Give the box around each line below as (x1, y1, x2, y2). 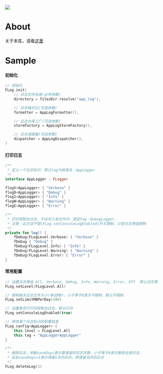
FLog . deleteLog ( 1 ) (5, 364, 42, 369)
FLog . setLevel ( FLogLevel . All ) (5, 284, 66, 289)
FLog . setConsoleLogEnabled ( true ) (5, 310, 73, 315)
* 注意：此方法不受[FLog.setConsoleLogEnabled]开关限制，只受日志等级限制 (7, 221, 147, 226)
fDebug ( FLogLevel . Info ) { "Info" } (14, 244, 86, 249)
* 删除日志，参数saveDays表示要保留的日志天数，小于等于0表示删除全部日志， (7, 351, 143, 356)
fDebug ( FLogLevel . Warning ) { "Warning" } (14, 248, 98, 253)
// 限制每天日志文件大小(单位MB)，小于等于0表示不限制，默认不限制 (5, 293, 124, 298)
